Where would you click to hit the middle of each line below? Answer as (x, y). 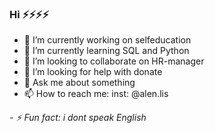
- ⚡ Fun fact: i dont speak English (78, 118)
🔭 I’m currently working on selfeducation (107, 40)
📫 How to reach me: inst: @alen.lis (96, 94)
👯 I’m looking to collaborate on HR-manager (114, 61)
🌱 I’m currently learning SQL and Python (106, 51)
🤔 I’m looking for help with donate (93, 72)
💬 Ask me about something (79, 83)
